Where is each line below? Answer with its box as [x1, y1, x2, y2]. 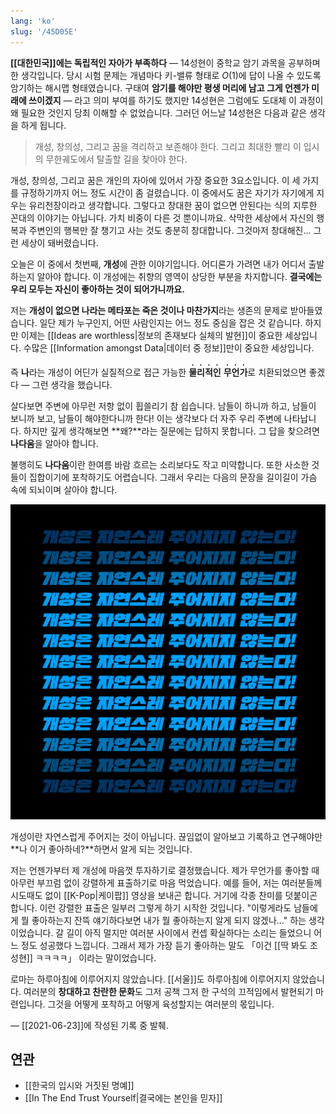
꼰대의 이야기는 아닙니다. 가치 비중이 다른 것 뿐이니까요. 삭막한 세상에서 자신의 [10, 211, 315, 224]
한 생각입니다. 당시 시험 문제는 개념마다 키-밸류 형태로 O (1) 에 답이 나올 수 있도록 [10, 69, 322, 81]
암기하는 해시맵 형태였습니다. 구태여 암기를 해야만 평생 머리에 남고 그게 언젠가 [10, 81, 310, 94]
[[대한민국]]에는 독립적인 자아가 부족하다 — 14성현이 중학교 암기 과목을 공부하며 [10, 56, 321, 69]
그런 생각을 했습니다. [31, 378, 113, 390]
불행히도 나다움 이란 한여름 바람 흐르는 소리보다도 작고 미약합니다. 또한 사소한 [10, 458, 310, 470]
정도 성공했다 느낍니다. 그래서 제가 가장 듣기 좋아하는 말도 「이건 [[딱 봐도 [20, 939, 308, 951]
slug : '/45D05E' [10, 26, 78, 37]
